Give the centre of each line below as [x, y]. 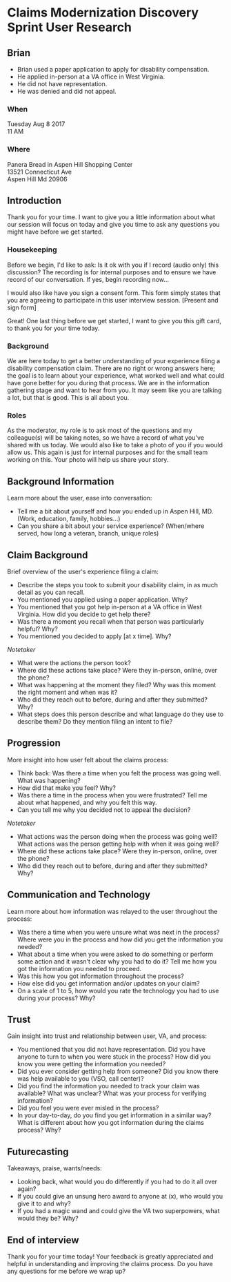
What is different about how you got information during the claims [111, 1123]
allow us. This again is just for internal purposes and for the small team [108, 452]
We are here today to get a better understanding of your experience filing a [114, 361]
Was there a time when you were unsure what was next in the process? [118, 932]
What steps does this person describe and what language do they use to [120, 714]
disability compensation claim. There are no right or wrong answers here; [111, 368]
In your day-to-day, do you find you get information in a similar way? [114, 1115]
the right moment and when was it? [67, 692]
